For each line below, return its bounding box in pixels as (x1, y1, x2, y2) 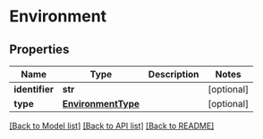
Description (148, 69, 199, 80)
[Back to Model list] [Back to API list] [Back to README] (9, 120, 215, 131)
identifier (13, 83, 54, 95)
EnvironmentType (62, 98, 140, 110)
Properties (9, 42, 70, 57)
